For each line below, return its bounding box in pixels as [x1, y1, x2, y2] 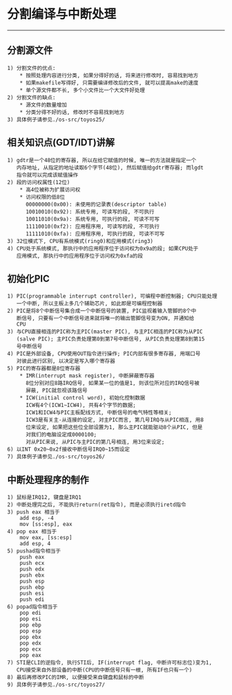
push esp [19, 578, 45, 585]
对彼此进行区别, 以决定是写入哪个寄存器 [16, 358, 115, 365]
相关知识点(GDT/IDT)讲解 [7, 136, 115, 149]
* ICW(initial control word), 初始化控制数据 [19, 395, 146, 401]
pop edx [19, 640, 41, 647]
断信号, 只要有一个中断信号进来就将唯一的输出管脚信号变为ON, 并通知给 [16, 315, 195, 322]
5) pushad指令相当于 [7, 548, 61, 554]
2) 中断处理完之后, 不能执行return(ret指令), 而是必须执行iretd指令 [7, 501, 186, 509]
